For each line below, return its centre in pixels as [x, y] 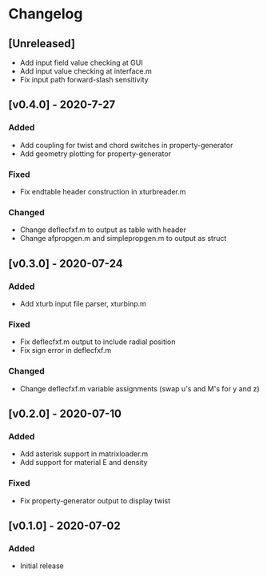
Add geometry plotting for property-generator [96, 154]
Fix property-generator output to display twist [95, 500]
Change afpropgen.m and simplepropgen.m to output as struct [123, 238]
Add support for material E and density [84, 463]
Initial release [42, 566]
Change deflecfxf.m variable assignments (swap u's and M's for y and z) [139, 388]
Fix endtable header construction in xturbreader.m [103, 191]
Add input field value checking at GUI [81, 62]
